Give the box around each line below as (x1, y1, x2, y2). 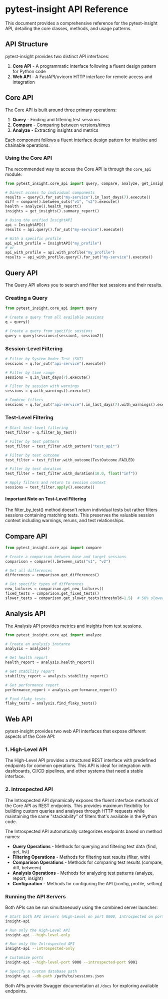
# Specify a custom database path (5, 968, 77, 974)
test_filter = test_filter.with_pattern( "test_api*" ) (5, 443, 120, 449)
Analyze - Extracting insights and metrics (12, 127, 98, 133)
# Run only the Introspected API (5, 941, 75, 946)
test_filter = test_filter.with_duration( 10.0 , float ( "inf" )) (5, 471, 137, 476)
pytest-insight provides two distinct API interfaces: (5, 53, 109, 59)
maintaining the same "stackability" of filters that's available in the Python (5, 813, 157, 819)
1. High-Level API (5, 746, 47, 753)
